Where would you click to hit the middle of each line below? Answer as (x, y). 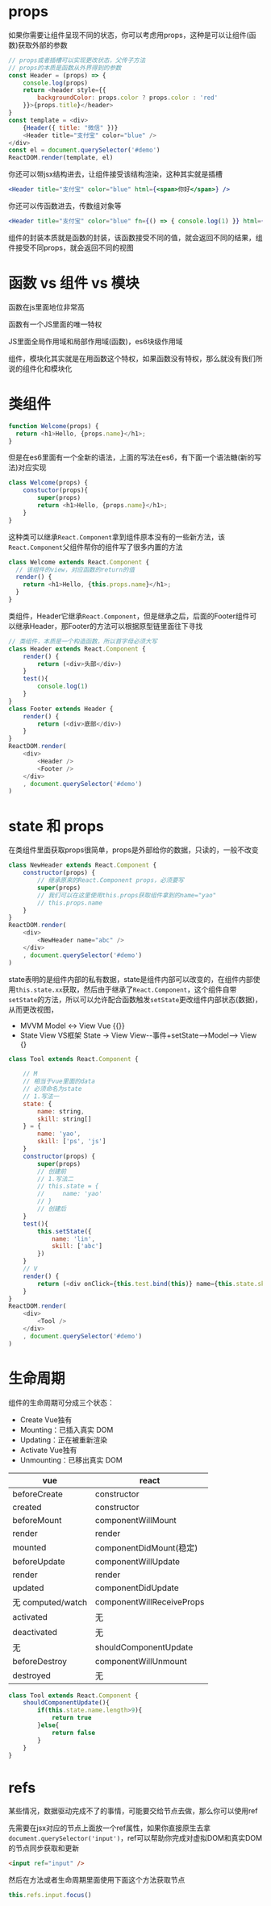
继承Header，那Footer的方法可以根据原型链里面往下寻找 (109, 626)
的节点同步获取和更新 (44, 1848)
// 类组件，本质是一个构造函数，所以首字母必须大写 (83, 641)
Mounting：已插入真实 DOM (67, 1429)
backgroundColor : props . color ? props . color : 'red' (128, 98)
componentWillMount (136, 1520)
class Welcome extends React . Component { (79, 562)
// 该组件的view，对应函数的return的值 (75, 570)
